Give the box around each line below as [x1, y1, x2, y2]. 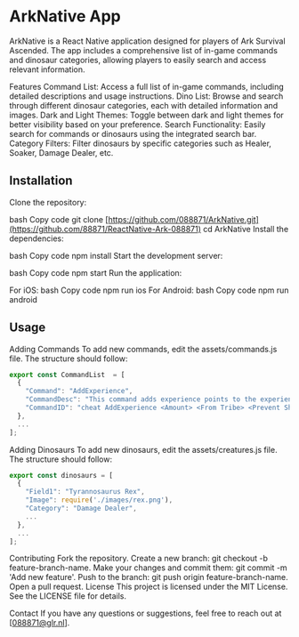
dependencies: [9, 233, 64, 244]
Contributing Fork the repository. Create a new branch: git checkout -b [9, 553, 269, 564]
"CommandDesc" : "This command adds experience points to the [25, 395, 256, 404]
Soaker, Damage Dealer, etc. [9, 147, 114, 157]
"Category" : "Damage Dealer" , [25, 504, 138, 513]
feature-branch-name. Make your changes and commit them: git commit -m [9, 562, 287, 573]
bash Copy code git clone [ [9, 214, 109, 224]
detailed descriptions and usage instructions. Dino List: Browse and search [9, 91, 284, 101]
